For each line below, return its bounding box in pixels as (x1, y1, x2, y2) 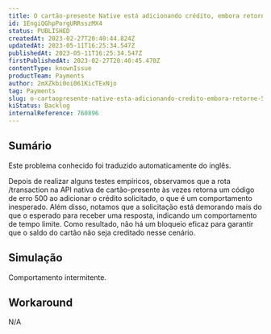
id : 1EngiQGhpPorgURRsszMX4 (8, 19, 103, 27)
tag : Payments (8, 86, 56, 95)
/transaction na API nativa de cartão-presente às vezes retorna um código (8, 185, 255, 194)
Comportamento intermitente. (8, 272, 107, 282)
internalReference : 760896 (8, 110, 99, 118)
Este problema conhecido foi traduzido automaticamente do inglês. (8, 161, 231, 170)
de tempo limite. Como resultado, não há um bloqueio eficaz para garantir (8, 219, 254, 228)
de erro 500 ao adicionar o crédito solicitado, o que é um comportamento (8, 193, 252, 202)
